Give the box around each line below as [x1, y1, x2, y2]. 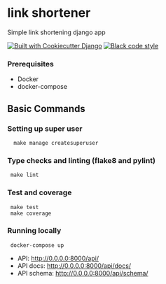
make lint [10, 171, 39, 179]
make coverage [10, 210, 52, 217]
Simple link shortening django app [7, 28, 106, 36]
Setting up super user [7, 124, 83, 134]
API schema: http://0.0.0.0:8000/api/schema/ [17, 269, 148, 277]
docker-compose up [10, 241, 64, 249]
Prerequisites [7, 59, 54, 69]
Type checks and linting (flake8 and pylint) [7, 155, 156, 165]
